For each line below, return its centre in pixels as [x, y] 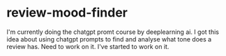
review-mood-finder [67, 13]
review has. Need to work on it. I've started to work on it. [88, 46]
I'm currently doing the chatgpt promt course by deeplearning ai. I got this [113, 32]
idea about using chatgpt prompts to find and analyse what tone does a [109, 39]
